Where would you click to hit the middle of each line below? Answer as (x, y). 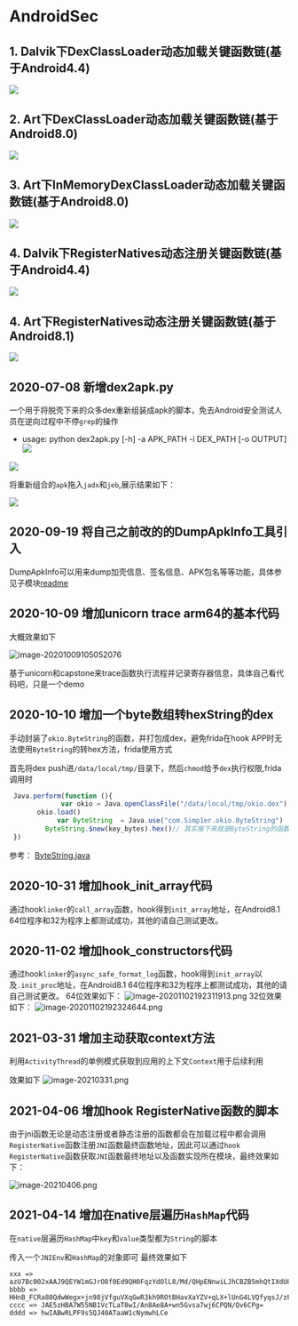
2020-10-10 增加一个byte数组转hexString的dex (141, 715)
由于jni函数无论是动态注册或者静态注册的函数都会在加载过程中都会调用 (138, 1134)
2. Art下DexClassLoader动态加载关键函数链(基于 (144, 120)
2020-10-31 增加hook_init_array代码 (111, 886)
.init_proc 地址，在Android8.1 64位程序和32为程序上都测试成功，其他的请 (153, 985)
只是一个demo (59, 684)
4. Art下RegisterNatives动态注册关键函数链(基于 (143, 321)
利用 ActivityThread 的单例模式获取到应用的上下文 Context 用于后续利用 (137, 1061)
